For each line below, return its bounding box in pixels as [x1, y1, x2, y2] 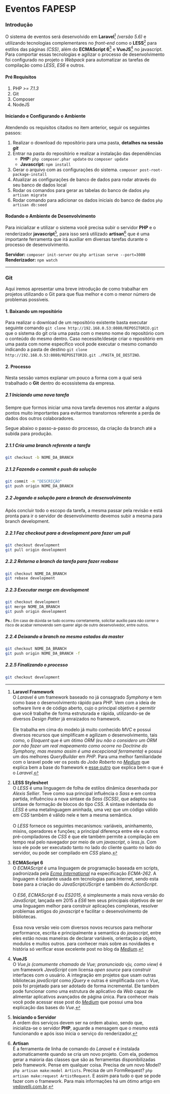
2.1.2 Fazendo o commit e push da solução [5, 466, 97, 472]
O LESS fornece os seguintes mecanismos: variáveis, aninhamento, [12, 823, 153, 829]
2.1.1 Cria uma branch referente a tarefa [5, 442, 91, 448]
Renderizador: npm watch [5, 257, 58, 263]
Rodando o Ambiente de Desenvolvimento [5, 213, 96, 219]
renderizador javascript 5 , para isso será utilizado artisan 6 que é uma [5, 230, 150, 237]
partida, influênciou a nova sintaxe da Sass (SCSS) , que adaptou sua [12, 796, 156, 802]
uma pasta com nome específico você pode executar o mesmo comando [5, 341, 158, 347]
